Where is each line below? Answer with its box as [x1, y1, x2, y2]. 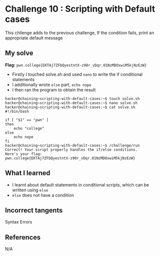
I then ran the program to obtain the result [12, 86, 96, 93]
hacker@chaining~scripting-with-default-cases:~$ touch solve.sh [5, 96, 140, 101]
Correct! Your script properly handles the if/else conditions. [5, 147, 138, 152]
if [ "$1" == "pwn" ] [5, 118, 49, 122]
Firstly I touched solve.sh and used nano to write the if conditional [12, 71, 143, 77]
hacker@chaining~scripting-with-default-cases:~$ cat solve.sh [5, 104, 136, 110]
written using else [12, 187, 48, 193]
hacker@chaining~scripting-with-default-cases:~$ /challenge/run [5, 143, 140, 148]
